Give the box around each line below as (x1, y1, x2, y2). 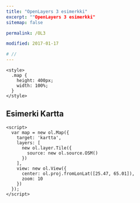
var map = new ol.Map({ (11, 130, 69, 136)
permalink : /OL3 (6, 30, 46, 36)
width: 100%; (16, 83, 49, 89)
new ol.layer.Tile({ (21, 145, 72, 151)
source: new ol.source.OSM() (27, 150, 98, 156)
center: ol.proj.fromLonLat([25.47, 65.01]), (21, 171, 135, 177)
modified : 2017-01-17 (6, 40, 59, 47)
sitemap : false (6, 19, 43, 25)
